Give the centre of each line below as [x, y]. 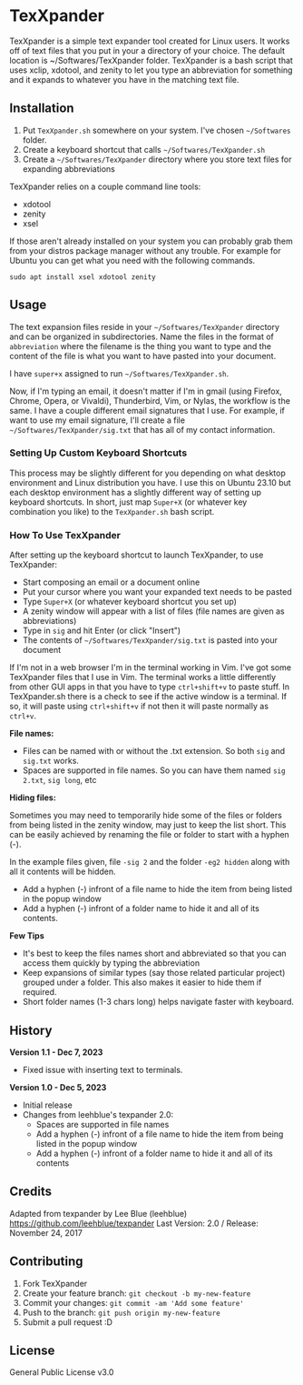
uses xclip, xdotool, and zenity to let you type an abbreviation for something [151, 70]
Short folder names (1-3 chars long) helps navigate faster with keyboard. [158, 1002]
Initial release [47, 1105]
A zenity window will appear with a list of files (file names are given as [153, 611]
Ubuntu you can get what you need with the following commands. [132, 260]
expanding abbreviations [68, 168]
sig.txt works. [51, 761]
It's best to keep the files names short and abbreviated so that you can [155, 953]
